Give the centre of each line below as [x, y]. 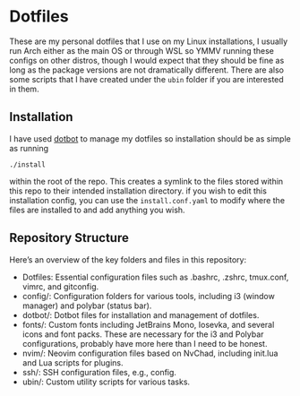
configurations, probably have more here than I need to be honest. [145, 343]
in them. [24, 89]
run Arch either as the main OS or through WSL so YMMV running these [142, 50]
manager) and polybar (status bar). [87, 306]
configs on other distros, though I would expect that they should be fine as [147, 60]
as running [29, 148]
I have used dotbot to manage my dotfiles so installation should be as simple [150, 138]
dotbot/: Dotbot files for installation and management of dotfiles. [141, 314]
